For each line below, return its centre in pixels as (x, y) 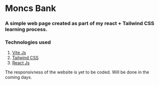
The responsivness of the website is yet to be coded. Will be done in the (77, 72)
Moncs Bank (31, 8)
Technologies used (28, 42)
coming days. (19, 77)
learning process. (26, 29)
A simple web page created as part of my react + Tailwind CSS (80, 24)
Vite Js (19, 53)
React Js (21, 63)
